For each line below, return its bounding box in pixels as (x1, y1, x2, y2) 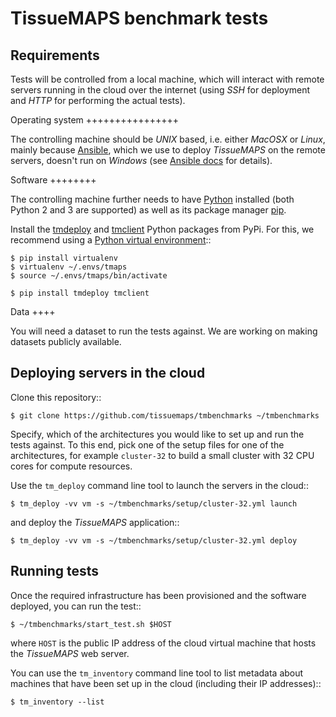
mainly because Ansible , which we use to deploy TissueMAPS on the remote (10, 144, 326, 156)
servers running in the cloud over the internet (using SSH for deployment (10, 84, 311, 96)
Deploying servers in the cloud (10, 365, 206, 382)
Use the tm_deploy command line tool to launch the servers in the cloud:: (10, 479, 309, 491)
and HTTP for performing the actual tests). (10, 95, 186, 106)
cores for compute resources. (10, 460, 133, 472)
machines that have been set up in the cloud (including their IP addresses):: (10, 677, 322, 689)
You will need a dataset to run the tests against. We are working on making (10, 325, 318, 337)
